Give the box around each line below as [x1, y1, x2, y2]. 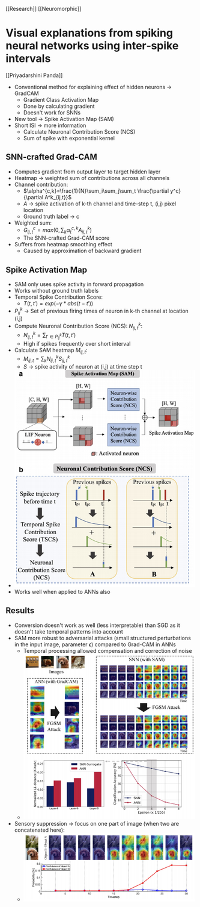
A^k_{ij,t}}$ [44, 193, 72, 201]
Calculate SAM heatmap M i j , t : [14, 346, 88, 355]
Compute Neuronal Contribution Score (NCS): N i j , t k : [14, 322, 142, 331]
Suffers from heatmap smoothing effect [14, 241, 112, 248]
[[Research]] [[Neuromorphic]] [5, 5, 82, 12]
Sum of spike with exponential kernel [23, 134, 115, 142]
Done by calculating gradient [23, 102, 95, 110]
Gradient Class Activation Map [23, 96, 99, 103]
